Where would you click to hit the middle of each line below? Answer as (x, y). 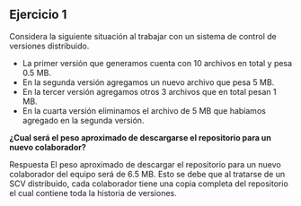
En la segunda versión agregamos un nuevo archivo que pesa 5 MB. (148, 82)
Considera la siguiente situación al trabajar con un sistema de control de (143, 36)
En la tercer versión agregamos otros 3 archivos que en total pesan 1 (149, 91)
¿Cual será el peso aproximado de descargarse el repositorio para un (141, 137)
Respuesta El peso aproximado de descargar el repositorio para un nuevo (145, 164)
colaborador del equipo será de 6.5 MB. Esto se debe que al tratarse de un (147, 174)
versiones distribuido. (49, 46)
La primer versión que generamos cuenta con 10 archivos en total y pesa (157, 63)
